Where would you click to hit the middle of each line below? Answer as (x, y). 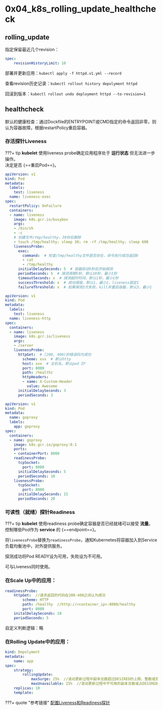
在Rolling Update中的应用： (38, 642)
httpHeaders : (36, 377)
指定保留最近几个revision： (32, 49)
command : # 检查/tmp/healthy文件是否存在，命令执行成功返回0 (80, 255)
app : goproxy (27, 427)
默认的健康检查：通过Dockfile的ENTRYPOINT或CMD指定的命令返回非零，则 (81, 121)
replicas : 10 (27, 688)
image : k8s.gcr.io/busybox (41, 220)
